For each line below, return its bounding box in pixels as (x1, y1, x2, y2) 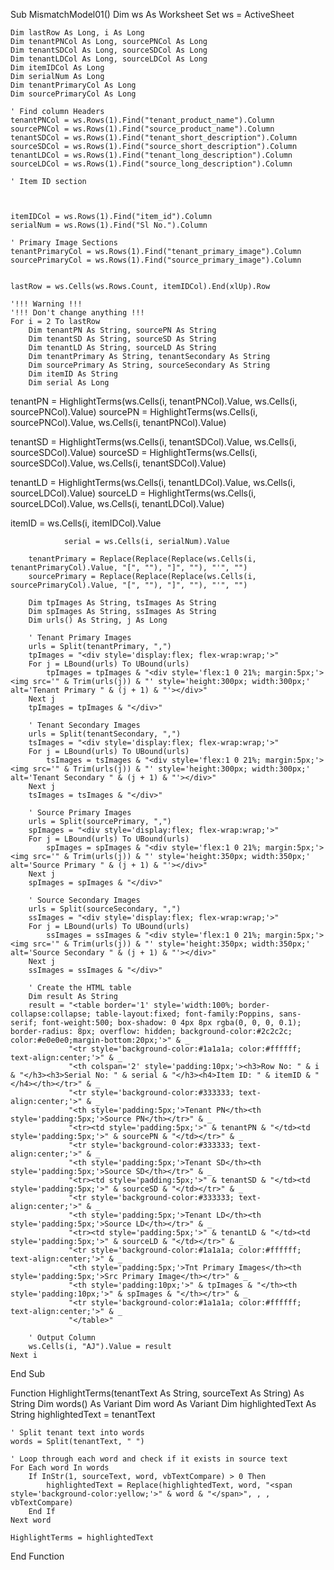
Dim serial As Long (28, 378, 110, 388)
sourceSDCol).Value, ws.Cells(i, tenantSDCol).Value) (10, 457, 227, 469)
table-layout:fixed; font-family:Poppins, (95, 1009, 275, 1019)
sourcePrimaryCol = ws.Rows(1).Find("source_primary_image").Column (10, 255, 302, 265)
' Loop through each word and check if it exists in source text (10, 1454, 288, 1464)
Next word (10, 1515, 52, 1525)
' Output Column (28, 1333, 97, 1343)
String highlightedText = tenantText (10, 1409, 156, 1420)
